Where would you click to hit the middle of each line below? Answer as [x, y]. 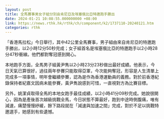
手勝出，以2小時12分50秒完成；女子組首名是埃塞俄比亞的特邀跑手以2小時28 [81, 48]
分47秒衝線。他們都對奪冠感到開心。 [42, 55]
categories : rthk [23, 28]
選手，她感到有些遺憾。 [33, 112]
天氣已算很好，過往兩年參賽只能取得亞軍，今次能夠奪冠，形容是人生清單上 [84, 71]
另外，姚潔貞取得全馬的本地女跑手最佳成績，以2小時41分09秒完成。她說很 [80, 94]
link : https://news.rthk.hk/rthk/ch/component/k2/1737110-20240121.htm [79, 23]
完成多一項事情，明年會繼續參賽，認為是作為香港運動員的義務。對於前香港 [80, 77]
